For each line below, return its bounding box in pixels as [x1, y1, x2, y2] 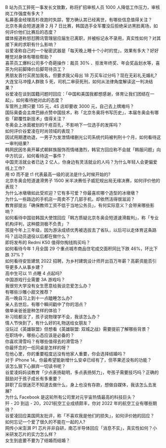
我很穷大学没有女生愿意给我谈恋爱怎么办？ [5, 283, 92, 289]
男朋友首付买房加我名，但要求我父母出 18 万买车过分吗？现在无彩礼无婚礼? [5, 72, 157, 78]
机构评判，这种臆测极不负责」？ [5, 221, 70, 227]
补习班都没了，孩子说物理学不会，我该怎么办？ [5, 314, 100, 319]
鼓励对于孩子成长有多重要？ [5, 376, 62, 381]
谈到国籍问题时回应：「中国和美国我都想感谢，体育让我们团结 [22, 91, 146, 97]
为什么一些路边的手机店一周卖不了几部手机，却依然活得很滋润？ [5, 196, 135, 202]
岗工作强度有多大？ [5, 10, 44, 16]
